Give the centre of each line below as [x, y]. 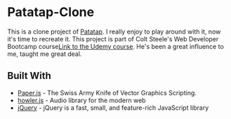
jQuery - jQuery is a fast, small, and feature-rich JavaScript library [113, 107]
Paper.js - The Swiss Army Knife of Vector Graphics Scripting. [107, 92]
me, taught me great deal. [45, 54]
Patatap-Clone [51, 12]
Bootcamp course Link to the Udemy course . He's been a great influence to [116, 46]
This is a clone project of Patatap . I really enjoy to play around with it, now [114, 31]
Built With [29, 76]
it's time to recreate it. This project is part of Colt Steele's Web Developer [113, 38]
